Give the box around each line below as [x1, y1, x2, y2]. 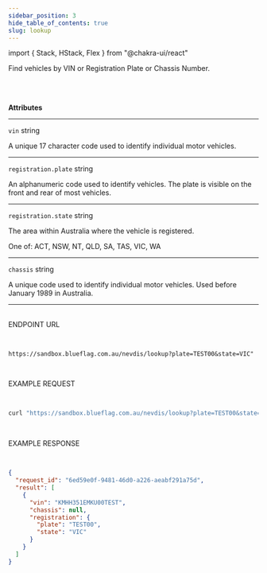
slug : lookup [8, 26, 52, 34]
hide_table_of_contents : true [8, 19, 109, 27]
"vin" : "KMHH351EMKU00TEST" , [29, 498, 126, 506]
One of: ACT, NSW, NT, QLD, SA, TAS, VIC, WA [8, 242, 161, 251]
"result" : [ [15, 484, 56, 492]
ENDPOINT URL [8, 320, 60, 329]
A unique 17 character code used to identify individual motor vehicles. [8, 141, 237, 151]
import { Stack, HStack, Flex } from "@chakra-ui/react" [8, 49, 188, 58]
